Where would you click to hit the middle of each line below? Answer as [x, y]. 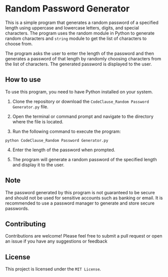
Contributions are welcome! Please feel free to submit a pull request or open [84, 236]
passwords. [17, 208]
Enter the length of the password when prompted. [64, 150]
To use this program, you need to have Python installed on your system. [79, 92]
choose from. [19, 43]
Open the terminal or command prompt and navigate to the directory [83, 116]
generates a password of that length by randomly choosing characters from [83, 58]
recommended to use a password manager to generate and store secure [80, 203]
